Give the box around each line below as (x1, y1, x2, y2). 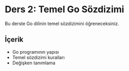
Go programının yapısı (12, 49, 60, 55)
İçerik (5, 35, 24, 44)
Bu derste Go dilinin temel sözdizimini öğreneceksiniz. (5, 20, 119, 27)
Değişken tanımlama (12, 60, 56, 66)
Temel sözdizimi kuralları (12, 54, 65, 60)
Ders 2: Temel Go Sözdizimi (5, 4, 124, 15)
